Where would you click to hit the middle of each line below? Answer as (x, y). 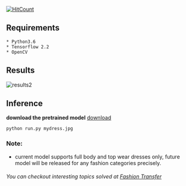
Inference (24, 103)
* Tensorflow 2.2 (28, 47)
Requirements (33, 28)
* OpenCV (17, 52)
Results (21, 71)
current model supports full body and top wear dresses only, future (97, 156)
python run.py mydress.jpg (40, 129)
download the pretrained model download (59, 118)
